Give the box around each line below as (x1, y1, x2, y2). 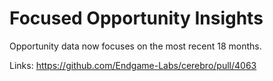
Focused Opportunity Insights (9, 7, 264, 30)
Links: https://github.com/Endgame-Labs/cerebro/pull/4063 (9, 59, 257, 71)
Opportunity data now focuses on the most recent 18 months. (9, 40, 262, 52)
